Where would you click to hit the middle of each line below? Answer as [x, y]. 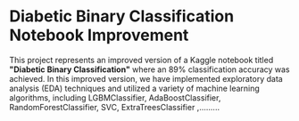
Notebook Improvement [99, 35]
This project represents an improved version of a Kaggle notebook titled [141, 60]
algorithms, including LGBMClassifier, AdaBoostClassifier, [115, 97]
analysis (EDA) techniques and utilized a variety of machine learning [135, 88]
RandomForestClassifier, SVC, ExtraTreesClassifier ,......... [115, 107]
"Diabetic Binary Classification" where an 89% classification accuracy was [149, 69]
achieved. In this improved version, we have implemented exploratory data [146, 78]
